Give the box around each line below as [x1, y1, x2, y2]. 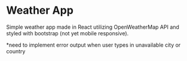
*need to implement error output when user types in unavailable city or [6, 41, 181, 48]
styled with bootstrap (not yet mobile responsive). [6, 29, 129, 36]
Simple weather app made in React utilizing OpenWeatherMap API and [6, 23, 179, 30]
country [6, 47, 26, 54]
